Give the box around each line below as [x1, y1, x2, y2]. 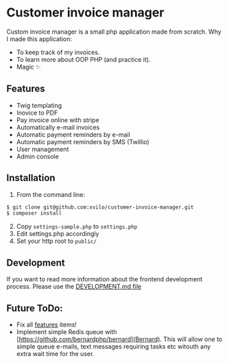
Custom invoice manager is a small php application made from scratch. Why [6, 27, 222, 36]
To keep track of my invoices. [16, 48, 100, 56]
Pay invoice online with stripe [16, 115, 100, 124]
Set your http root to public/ [16, 237, 97, 245]
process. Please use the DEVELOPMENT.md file [6, 283, 142, 291]
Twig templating [16, 101, 62, 109]
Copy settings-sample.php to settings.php [16, 222, 138, 231]
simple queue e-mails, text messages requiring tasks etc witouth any [16, 342, 211, 351]
